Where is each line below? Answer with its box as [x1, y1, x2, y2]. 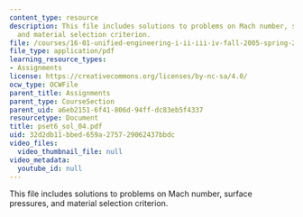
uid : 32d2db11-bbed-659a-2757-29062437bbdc [9, 131, 176, 140]
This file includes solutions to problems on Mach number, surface [9, 188, 252, 199]
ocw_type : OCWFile [9, 80, 78, 89]
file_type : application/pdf [9, 47, 115, 56]
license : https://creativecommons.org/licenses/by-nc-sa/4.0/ [9, 72, 248, 81]
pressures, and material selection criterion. [9, 198, 169, 209]
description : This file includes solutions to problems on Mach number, [9, 22, 289, 31]
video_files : [9, 139, 59, 148]
